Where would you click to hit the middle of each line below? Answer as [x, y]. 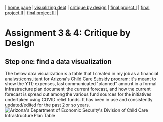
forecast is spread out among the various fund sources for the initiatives [78, 94]
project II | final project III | [32, 13]
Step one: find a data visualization [58, 61]
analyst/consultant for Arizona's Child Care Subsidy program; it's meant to [81, 79]
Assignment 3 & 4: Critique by [68, 33]
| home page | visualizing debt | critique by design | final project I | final [77, 8]
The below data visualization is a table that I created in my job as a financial [82, 73]
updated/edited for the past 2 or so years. [48, 105]
